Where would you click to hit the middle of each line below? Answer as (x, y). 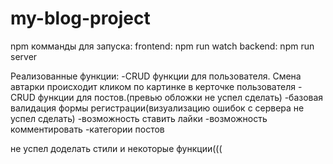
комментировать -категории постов (87, 129)
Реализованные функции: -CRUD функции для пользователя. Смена (156, 76)
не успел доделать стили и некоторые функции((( (116, 148)
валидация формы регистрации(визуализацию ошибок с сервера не (157, 108)
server (24, 56)
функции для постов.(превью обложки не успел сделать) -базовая (180, 97)
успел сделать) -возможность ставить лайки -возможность (139, 118)
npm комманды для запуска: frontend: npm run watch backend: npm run (162, 46)
